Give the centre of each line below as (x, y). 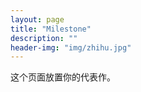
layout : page (37, 19)
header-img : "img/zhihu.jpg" (71, 47)
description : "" (44, 38)
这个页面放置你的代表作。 (63, 77)
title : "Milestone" (51, 29)
